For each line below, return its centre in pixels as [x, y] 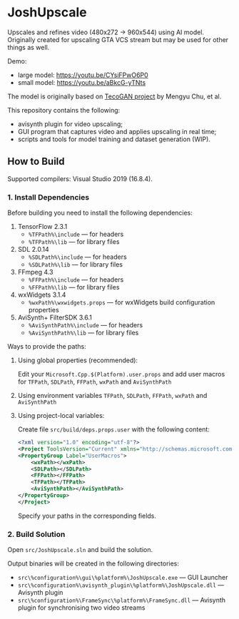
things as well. [29, 47]
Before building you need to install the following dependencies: [100, 213]
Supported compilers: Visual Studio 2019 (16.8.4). [80, 178]
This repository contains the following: [64, 110]
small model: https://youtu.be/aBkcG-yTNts [82, 82]
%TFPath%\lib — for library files [74, 242]
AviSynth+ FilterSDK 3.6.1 [55, 317]
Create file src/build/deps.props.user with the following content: [114, 429]
